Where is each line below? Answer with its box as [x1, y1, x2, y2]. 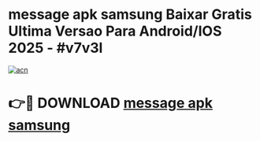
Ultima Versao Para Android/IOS [8, 22, 222, 40]
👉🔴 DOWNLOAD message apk [8, 95, 213, 112]
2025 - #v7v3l [8, 39, 103, 57]
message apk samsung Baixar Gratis [8, 6, 252, 24]
